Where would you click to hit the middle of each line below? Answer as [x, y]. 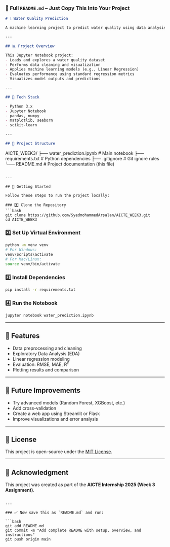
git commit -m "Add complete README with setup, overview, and [73, 531]
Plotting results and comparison [46, 369]
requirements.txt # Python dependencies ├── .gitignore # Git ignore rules [82, 158]
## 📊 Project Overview [30, 46]
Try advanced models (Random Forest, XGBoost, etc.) [69, 402]
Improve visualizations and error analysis [55, 419]
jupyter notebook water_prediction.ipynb [50, 316]
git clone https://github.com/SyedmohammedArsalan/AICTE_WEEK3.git [78, 215]
